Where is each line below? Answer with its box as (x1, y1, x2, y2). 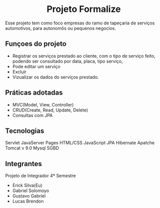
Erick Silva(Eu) (12, 183, 43, 189)
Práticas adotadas (5, 89, 63, 97)
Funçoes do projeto (5, 40, 67, 48)
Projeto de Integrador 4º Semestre (5, 173, 76, 179)
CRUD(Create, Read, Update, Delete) (12, 107, 88, 113)
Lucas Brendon (12, 198, 44, 205)
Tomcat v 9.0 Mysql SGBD (5, 145, 59, 151)
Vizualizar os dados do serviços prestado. (12, 74, 99, 80)
